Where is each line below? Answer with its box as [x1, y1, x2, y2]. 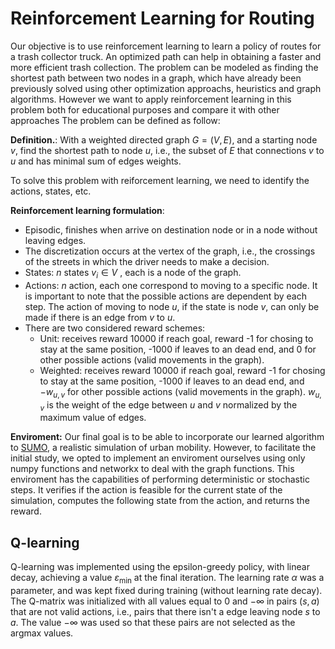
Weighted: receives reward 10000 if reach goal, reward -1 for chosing [39, 364, 326, 376]
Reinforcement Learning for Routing [10, 7, 315, 30]
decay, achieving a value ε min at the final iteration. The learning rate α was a [10, 572, 325, 586]
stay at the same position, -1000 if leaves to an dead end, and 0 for [39, 343, 317, 355]
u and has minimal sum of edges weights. [10, 155, 182, 167]
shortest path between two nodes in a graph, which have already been [10, 72, 302, 84]
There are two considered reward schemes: [24, 322, 206, 334]
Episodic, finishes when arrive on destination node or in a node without [24, 223, 318, 236]
